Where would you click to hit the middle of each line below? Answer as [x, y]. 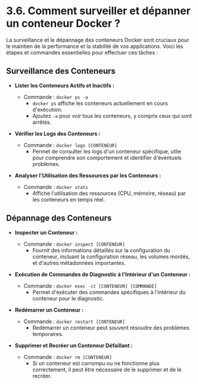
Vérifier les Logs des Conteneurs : [57, 133]
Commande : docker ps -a [56, 97]
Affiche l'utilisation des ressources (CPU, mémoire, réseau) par [109, 193]
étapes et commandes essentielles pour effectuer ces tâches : [82, 52]
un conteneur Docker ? [63, 23]
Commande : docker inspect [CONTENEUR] [74, 244]
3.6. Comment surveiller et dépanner [98, 11]
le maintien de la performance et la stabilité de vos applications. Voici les [95, 46]
